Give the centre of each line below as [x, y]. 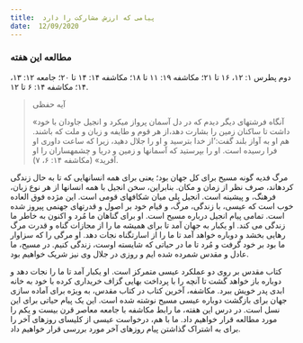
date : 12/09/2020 [45, 26]
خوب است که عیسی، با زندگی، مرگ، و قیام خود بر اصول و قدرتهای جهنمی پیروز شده [152, 206]
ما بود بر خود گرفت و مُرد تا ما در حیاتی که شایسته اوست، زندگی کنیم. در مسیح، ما [148, 244]
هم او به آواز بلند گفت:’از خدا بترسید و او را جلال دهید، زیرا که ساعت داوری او [161, 140]
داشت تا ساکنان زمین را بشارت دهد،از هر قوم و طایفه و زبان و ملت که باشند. [161, 131]
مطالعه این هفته [41, 58]
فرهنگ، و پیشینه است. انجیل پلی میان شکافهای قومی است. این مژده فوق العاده [143, 196]
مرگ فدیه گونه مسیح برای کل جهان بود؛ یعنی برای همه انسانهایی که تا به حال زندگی [149, 177]
